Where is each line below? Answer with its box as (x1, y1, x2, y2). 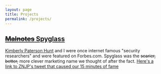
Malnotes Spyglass (5, 35, 65, 43)
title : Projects (5, 12, 38, 17)
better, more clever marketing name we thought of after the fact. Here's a (5, 58, 154, 64)
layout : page (5, 7, 32, 12)
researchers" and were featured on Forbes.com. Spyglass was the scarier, (5, 53, 156, 59)
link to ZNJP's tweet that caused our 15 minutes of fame (5, 64, 119, 70)
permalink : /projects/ (5, 16, 52, 21)
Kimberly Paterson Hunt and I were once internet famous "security (5, 48, 140, 54)
